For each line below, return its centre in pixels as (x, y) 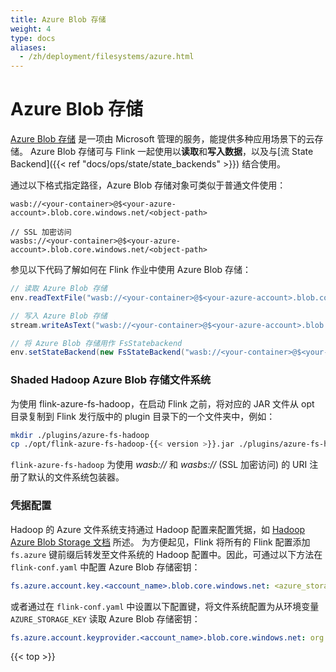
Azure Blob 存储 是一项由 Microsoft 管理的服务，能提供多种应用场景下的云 (162, 139)
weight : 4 (31, 29)
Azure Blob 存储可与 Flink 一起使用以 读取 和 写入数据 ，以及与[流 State (171, 152)
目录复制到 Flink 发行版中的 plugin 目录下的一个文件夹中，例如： (143, 416)
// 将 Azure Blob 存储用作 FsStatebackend (96, 343)
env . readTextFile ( (48, 297)
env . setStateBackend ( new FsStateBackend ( (98, 352)
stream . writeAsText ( (53, 325)
